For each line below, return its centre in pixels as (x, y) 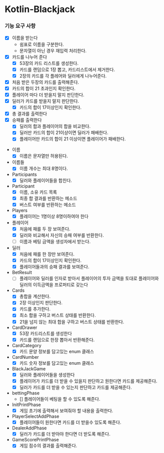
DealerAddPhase (29, 428)
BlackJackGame (29, 368)
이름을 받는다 (25, 38)
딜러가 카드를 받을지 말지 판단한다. (45, 101)
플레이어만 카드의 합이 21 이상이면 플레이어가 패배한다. (72, 139)
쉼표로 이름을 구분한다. (42, 44)
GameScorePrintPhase (35, 440)
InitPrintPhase (26, 405)
